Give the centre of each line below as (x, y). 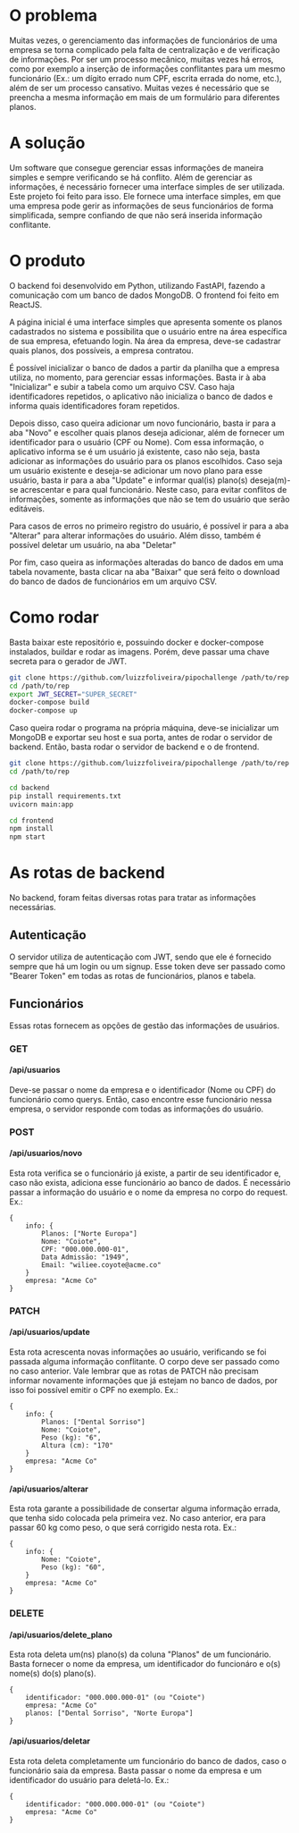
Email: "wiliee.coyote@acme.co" (102, 1265)
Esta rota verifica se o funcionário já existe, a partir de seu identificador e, (145, 1173)
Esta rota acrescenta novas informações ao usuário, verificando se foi (138, 1352)
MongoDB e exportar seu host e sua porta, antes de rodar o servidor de (141, 738)
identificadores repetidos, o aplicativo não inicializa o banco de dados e (141, 396)
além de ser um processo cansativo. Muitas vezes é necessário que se (139, 88)
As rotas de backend (87, 873)
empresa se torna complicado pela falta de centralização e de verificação (145, 49)
